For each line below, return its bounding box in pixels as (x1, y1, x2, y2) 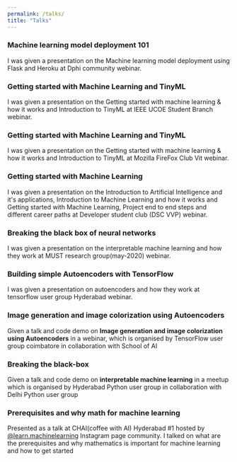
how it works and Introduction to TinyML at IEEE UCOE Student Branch (7, 105, 214, 114)
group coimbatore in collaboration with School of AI (7, 341, 158, 350)
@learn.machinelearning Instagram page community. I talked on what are (7, 432, 221, 440)
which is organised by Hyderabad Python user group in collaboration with (7, 383, 222, 391)
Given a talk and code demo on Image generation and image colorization (7, 326, 223, 335)
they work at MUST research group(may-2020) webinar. (7, 251, 171, 260)
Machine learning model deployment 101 (7, 40, 149, 50)
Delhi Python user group (7, 390, 79, 398)
